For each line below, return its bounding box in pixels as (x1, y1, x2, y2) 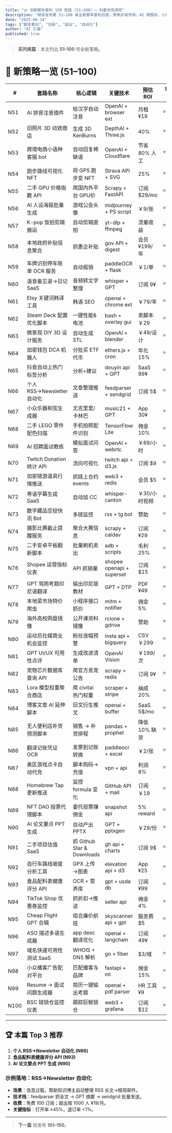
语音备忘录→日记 (27, 277, 68, 285)
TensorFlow (104, 422, 133, 429)
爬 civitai (72, 684, 94, 691)
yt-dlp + (104, 219, 125, 226)
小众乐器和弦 (27, 404, 58, 412)
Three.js (104, 131, 124, 138)
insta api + (104, 632, 130, 639)
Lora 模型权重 (27, 684, 60, 691)
